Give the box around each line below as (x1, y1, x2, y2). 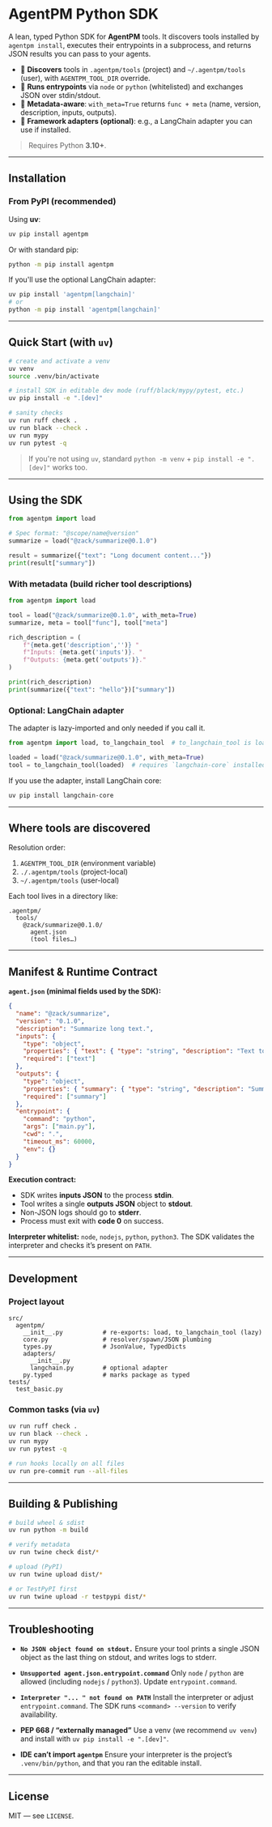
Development (8, 1271, 79, 1285)
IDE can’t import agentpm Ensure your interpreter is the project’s (19, 1750, 232, 1760)
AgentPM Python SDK (8, 5, 159, 23)
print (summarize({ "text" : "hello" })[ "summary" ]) (8, 685, 176, 693)
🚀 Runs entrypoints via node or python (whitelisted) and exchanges (19, 82, 244, 92)
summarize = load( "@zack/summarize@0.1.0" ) (8, 537, 158, 545)
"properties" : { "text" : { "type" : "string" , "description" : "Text (23, 1047, 256, 1055)
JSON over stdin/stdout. (19, 90, 101, 100)
